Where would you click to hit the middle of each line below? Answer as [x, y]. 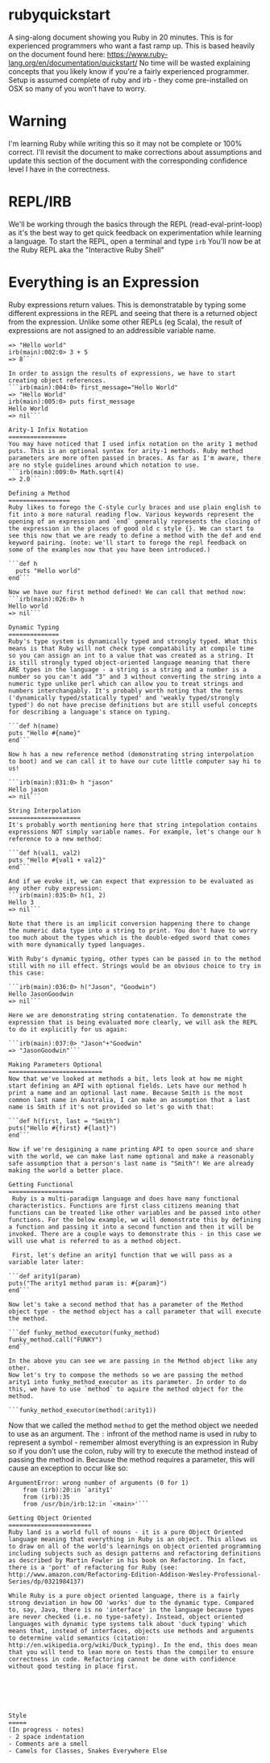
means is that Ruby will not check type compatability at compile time [131, 648]
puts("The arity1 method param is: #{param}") [88, 1283]
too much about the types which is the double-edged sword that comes [129, 938]
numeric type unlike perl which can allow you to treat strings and [126, 684]
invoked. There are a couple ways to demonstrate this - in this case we [135, 1234]
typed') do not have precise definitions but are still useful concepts [133, 705]
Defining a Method [39, 493]
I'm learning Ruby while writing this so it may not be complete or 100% [125, 143]
